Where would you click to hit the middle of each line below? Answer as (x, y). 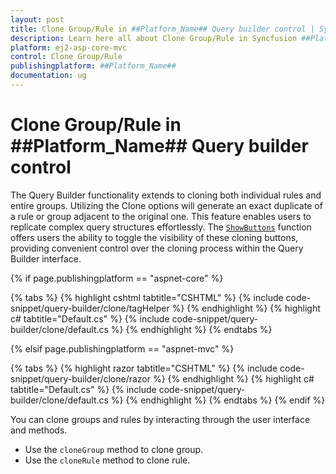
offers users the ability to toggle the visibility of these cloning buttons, (154, 237)
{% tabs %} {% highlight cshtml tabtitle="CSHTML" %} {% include (147, 297)
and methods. (39, 430)
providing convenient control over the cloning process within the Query (157, 248)
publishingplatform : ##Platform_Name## (93, 66)
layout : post (37, 19)
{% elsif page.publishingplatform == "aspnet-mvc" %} (122, 348)
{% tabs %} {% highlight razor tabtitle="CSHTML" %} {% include (144, 368)
